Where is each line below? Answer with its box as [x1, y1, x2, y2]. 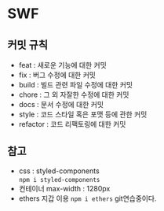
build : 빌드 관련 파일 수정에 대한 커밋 [18, 80, 133, 89]
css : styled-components [18, 166, 100, 176]
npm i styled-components [18, 176, 100, 183]
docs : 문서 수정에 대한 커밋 [18, 100, 104, 109]
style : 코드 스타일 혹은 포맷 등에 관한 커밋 [18, 109, 148, 119]
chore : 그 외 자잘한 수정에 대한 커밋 [18, 90, 129, 99]
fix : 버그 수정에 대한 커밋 [18, 70, 96, 80]
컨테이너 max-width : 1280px [18, 183, 111, 193]
